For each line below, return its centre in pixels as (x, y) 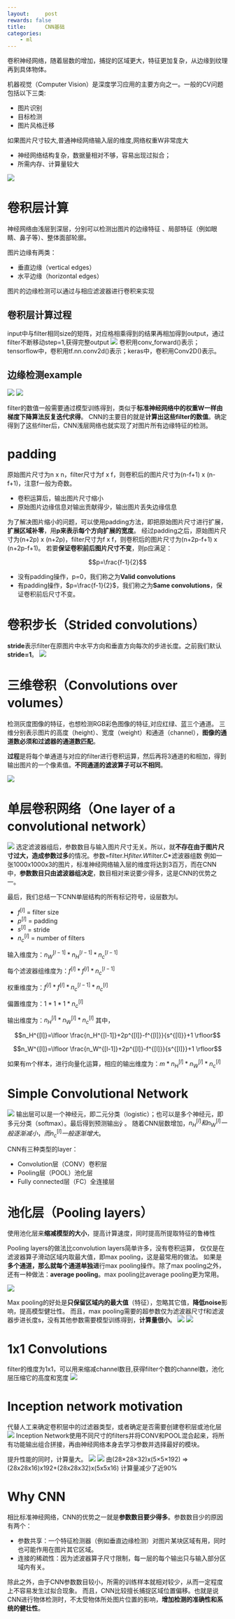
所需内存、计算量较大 (48, 164)
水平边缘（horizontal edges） (60, 276)
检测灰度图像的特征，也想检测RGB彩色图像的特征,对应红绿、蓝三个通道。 (113, 723)
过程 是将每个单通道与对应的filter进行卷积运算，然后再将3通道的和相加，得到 (117, 756)
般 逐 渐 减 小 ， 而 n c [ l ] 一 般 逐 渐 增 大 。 (56, 1133)
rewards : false (29, 20)
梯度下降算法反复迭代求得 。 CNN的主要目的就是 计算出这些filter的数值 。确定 (117, 416)
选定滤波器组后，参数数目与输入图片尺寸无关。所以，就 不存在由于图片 (117, 847)
